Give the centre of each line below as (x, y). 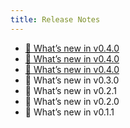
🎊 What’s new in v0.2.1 (70, 90)
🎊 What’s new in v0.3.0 (72, 80)
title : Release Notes (55, 19)
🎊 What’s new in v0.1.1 (69, 112)
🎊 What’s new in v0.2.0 (72, 101)
